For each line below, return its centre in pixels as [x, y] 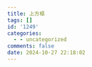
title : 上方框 [26, 14]
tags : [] [20, 20]
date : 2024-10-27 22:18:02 [46, 53]
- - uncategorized [40, 40]
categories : [24, 33]
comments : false [31, 46]
